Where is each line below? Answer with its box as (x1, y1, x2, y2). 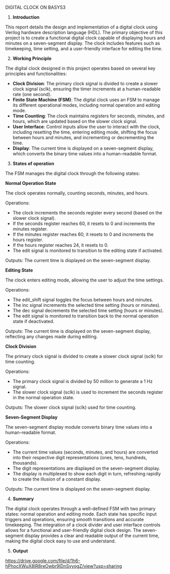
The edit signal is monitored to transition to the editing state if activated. (12, 247, 163, 253)
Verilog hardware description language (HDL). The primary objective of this (5, 29, 163, 35)
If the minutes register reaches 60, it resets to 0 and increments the (12, 231, 154, 237)
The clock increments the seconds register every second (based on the (12, 210, 162, 215)
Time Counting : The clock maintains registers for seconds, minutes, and (12, 113, 165, 119)
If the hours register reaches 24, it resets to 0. (12, 242, 109, 248)
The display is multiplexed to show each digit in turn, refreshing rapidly (12, 471, 161, 476)
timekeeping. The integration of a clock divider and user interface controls (5, 522, 161, 528)
